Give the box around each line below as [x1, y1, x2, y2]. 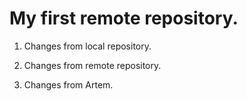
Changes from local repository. [23, 40, 152, 52]
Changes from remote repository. [23, 59, 162, 71]
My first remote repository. [9, 7, 239, 30]
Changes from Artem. [23, 78, 114, 91]
